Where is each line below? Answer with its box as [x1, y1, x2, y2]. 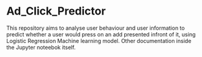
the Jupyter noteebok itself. [6, 44, 76, 51]
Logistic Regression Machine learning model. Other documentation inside [6, 37, 192, 44]
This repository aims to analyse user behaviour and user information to [6, 24, 185, 32]
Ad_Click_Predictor [6, 4, 106, 18]
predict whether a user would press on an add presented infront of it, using [6, 30, 196, 38]
